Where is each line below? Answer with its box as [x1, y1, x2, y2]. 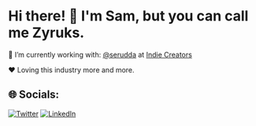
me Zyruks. [8, 24, 85, 42]
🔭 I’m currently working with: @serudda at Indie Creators [8, 50, 193, 59]
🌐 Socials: [8, 88, 60, 102]
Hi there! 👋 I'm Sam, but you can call [8, 7, 249, 25]
